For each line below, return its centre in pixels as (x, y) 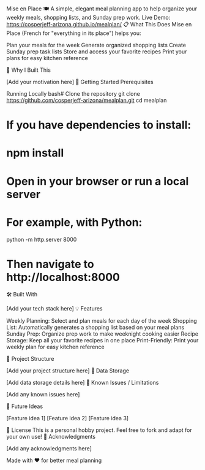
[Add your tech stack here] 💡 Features (54, 309)
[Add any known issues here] (43, 395)
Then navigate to (50, 264)
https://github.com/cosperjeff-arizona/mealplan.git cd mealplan (87, 100)
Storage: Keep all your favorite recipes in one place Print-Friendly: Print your (102, 341)
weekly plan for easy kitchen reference (56, 347)
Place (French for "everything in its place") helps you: (74, 33)
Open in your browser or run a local (98, 181)
